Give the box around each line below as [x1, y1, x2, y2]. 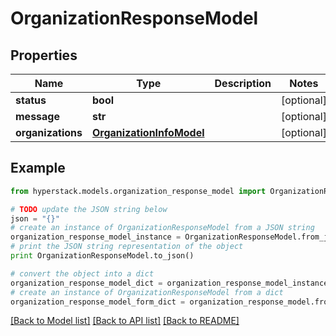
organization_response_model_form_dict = [10, 297, 186, 307]
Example [10, 160, 66, 177]
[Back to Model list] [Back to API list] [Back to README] [10, 315, 240, 327]
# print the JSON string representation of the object [10, 242, 244, 252]
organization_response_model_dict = [10, 278, 163, 288]
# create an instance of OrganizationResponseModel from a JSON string [10, 223, 315, 233]
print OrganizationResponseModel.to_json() [10, 251, 195, 261]
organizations [15, 126, 83, 139]
